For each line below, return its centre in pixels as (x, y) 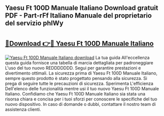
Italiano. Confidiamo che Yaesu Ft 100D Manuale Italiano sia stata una (75, 94)
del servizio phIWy (34, 23)
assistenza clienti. (23, 109)
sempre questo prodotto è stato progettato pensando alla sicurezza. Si (76, 78)
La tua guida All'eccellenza (122, 58)
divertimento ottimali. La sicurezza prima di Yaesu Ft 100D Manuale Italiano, (81, 73)
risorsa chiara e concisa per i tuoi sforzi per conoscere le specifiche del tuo (81, 99)
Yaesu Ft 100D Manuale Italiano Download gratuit (82, 8)
